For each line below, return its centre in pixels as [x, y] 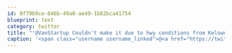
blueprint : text [30, 20]
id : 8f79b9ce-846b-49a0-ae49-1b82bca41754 [69, 13]
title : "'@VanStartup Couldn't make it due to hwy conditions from [106, 33]
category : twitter [33, 26]
